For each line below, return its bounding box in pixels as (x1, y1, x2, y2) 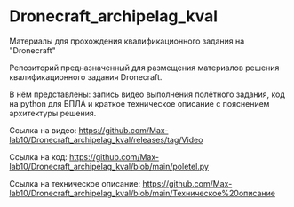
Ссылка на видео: (9, 124, 77, 135)
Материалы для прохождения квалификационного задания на (9, 36, 245, 46)
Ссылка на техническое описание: (9, 178, 140, 188)
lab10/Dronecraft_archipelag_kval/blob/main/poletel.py (9, 161, 209, 171)
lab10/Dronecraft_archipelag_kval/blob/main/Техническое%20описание (9, 187, 275, 198)
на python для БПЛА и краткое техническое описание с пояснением (9, 98, 270, 108)
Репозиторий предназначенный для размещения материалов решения (9, 62, 280, 73)
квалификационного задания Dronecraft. (9, 71, 163, 82)
